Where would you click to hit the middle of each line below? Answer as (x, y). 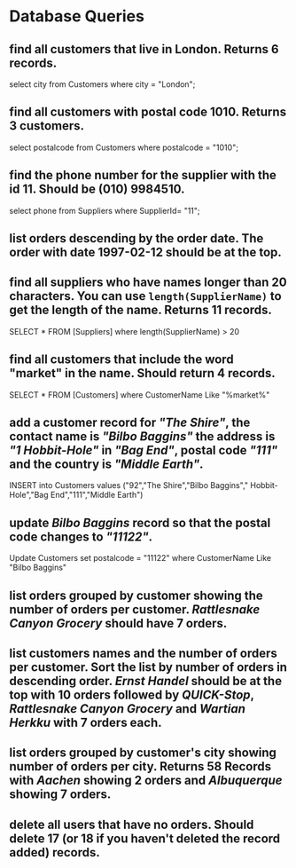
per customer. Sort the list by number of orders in (148, 667)
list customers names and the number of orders (143, 654)
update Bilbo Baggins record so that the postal (140, 522)
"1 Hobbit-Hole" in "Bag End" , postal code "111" (144, 450)
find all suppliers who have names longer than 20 (148, 283)
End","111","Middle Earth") (97, 495)
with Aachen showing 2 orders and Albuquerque (146, 781)
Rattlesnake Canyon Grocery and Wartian (128, 709)
